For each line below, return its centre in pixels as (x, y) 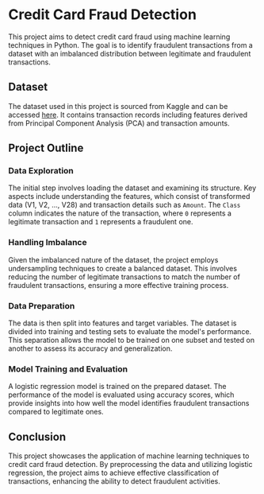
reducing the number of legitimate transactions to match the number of (124, 277)
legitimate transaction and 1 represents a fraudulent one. (101, 222)
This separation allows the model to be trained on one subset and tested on (132, 340)
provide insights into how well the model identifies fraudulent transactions (129, 403)
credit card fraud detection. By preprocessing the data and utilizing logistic (130, 465)
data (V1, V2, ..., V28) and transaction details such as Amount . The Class (124, 205)
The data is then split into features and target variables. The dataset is (122, 323)
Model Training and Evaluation (68, 369)
